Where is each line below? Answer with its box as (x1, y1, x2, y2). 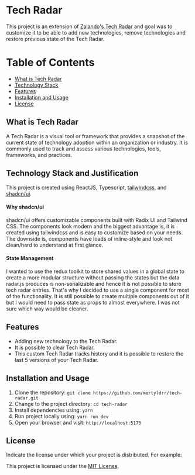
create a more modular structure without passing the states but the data (6, 274, 180, 281)
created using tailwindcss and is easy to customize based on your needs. (6, 229, 183, 236)
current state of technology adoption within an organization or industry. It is (6, 139, 189, 146)
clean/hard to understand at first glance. (6, 241, 104, 248)
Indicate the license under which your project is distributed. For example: (6, 452, 183, 459)
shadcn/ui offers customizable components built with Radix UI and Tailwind (6, 216, 187, 223)
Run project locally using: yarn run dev (14, 412, 109, 419)
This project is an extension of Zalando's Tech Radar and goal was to (6, 23, 173, 30)
